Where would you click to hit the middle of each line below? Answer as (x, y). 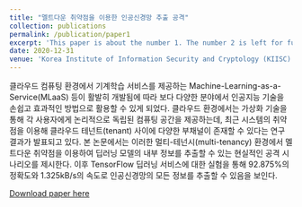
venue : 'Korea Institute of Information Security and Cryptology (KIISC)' (152, 59)
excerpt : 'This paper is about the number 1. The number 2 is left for (146, 43)
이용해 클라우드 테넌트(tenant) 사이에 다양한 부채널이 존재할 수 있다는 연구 (155, 130)
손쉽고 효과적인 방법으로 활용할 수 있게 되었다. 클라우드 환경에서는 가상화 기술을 (148, 108)
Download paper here (49, 193)
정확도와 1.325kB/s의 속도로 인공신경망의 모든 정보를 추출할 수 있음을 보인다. (144, 175)
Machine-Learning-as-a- (235, 86)
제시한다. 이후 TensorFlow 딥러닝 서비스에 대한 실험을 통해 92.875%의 (164, 164)
